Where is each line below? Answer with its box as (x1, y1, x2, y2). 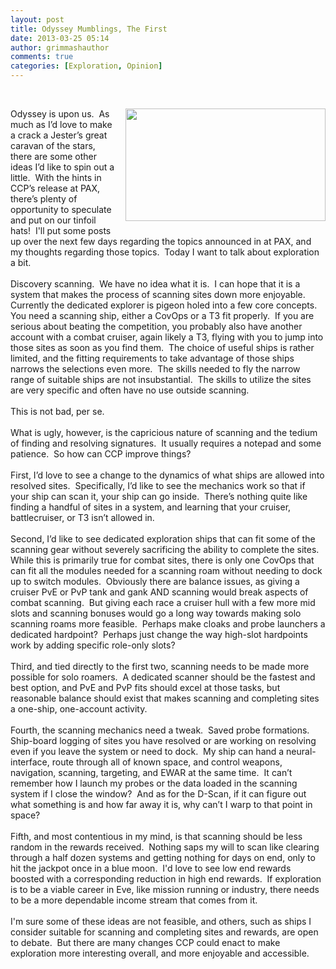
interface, (10, 756, 50, 768)
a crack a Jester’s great (10, 129, 108, 141)
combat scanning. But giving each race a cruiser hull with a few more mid (10, 597, 316, 608)
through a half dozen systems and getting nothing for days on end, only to (10, 852, 316, 863)
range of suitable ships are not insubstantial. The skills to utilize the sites (10, 374, 312, 385)
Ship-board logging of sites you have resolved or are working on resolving (10, 735, 317, 746)
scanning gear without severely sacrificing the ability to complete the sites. (10, 544, 320, 555)
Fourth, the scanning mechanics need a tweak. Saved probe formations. (10, 724, 310, 736)
